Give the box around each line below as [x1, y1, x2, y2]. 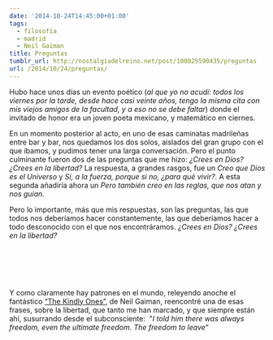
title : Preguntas [9, 49, 68, 58]
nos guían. [9, 188, 45, 199]
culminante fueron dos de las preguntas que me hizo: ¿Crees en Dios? [9, 154, 245, 164]
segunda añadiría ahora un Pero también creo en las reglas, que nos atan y [9, 180, 262, 190]
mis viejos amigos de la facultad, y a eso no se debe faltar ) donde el [9, 104, 240, 114]
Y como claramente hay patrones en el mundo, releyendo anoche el [9, 287, 236, 297]
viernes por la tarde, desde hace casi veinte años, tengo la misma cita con [9, 95, 261, 105]
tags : [9, 19, 28, 28]
